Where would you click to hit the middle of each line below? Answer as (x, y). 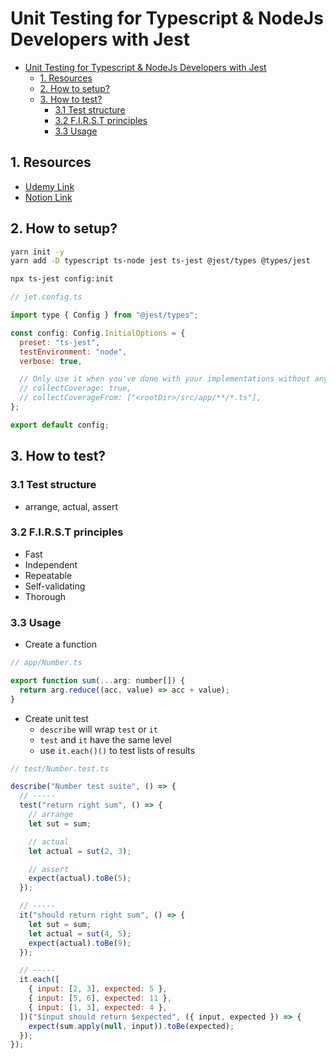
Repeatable (48, 575)
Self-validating (55, 586)
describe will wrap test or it (98, 729)
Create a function (60, 644)
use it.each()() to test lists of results (117, 750)
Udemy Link (49, 186)
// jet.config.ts (46, 297)
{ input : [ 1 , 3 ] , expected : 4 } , (98, 1007)
